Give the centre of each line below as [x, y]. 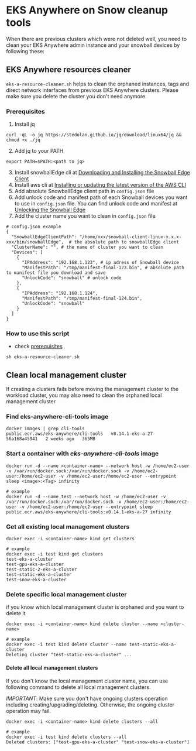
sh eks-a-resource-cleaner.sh [43, 357]
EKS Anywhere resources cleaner [69, 70]
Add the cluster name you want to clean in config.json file [85, 216]
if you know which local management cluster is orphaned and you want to [95, 607]
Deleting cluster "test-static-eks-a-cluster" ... [69, 655]
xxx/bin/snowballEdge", [35, 242]
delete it [16, 613]
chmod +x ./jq [23, 140]
